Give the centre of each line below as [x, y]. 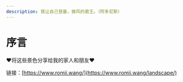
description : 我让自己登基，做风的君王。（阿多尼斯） [64, 12]
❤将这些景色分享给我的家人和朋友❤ [50, 60]
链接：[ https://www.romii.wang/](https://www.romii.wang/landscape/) [91, 73]
